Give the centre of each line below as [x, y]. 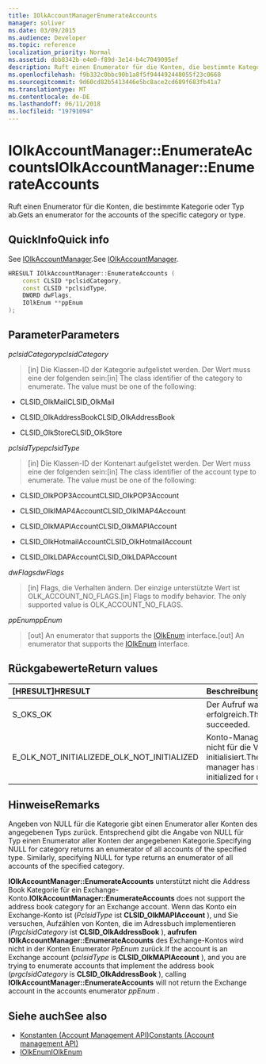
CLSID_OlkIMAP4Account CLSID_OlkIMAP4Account [103, 511]
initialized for [230, 777]
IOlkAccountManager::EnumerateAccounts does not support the [137, 898]
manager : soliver [37, 23]
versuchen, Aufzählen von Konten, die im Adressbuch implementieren [122, 924]
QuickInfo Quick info [59, 240]
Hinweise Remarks [54, 805]
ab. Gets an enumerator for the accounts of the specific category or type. [127, 214]
